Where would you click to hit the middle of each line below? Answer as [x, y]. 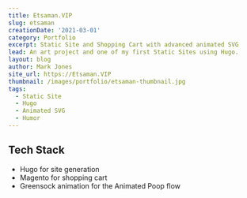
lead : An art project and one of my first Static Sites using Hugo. [123, 52]
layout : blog [30, 60]
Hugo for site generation [60, 169]
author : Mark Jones [40, 67]
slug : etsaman [32, 23]
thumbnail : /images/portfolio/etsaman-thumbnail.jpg [97, 81]
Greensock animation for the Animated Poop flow [100, 185]
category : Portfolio [42, 37]
